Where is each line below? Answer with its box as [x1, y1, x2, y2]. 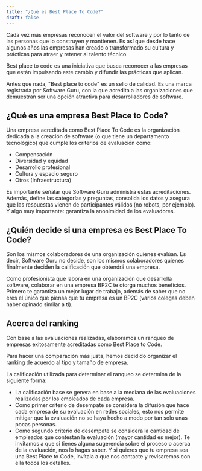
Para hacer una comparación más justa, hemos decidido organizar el [6, 352, 177, 359]
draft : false [6, 14, 39, 21]
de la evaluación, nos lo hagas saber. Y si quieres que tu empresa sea [14, 446, 189, 453]
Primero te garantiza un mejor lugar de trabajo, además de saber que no [6, 288, 186, 295]
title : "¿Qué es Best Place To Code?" [6, 8, 104, 15]
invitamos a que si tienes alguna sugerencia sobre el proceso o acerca [14, 440, 191, 447]
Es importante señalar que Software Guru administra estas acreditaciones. [6, 188, 191, 196]
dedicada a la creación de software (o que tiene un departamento [6, 133, 169, 140]
